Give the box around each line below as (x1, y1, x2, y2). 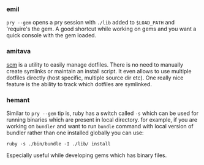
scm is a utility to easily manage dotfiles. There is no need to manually (6, 61, 184, 68)
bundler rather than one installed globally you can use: (6, 129, 144, 136)
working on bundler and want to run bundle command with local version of (6, 122, 194, 130)
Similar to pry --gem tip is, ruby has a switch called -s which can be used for (6, 109, 199, 117)
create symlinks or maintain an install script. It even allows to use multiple (6, 67, 192, 75)
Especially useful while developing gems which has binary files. (6, 152, 167, 159)
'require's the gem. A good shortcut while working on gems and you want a (6, 25, 197, 32)
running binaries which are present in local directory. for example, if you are (6, 116, 198, 123)
